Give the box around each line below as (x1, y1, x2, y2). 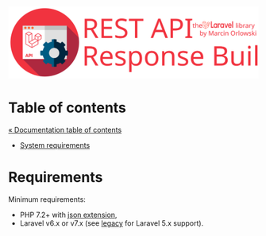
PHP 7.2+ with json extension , (19, 210, 118, 220)
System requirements (19, 141, 91, 150)
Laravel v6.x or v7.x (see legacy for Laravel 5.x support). (19, 219, 204, 228)
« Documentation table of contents (8, 126, 122, 135)
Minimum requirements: (8, 195, 86, 204)
